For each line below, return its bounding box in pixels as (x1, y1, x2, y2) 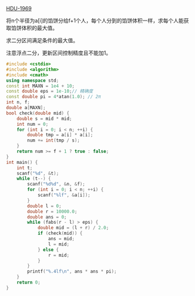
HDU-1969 (6, 5, 32, 12)
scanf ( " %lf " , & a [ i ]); (37, 192, 91, 198)
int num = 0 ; (16, 121, 49, 127)
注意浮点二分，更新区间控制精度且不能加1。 (6, 49, 112, 56)
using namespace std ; (6, 78, 59, 83)
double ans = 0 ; (27, 214, 67, 220)
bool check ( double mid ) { (6, 110, 69, 116)
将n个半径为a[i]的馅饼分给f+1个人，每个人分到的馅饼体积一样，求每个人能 (6, 17, 184, 24)
